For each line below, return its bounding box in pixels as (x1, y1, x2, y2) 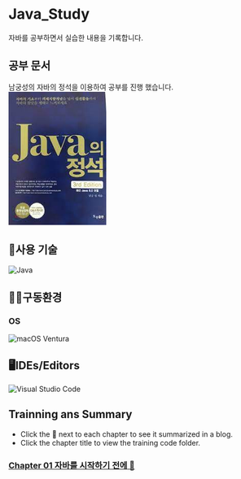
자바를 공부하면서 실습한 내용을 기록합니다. (8, 33, 144, 42)
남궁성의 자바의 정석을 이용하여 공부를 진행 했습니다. (8, 82, 173, 92)
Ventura (42, 334, 70, 344)
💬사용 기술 (8, 243, 59, 257)
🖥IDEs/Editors (8, 359, 80, 372)
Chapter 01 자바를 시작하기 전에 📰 (8, 459, 135, 471)
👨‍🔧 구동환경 (8, 290, 63, 304)
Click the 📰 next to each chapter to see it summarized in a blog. (20, 429, 234, 439)
